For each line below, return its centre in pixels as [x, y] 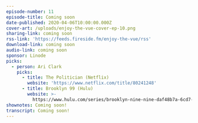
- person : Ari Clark [37, 67]
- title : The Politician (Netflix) [65, 77]
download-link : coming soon [41, 45]
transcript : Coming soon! [38, 111]
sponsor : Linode [26, 56]
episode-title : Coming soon [41, 17]
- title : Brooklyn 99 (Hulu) [57, 89]
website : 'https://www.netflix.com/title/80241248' [92, 83]
